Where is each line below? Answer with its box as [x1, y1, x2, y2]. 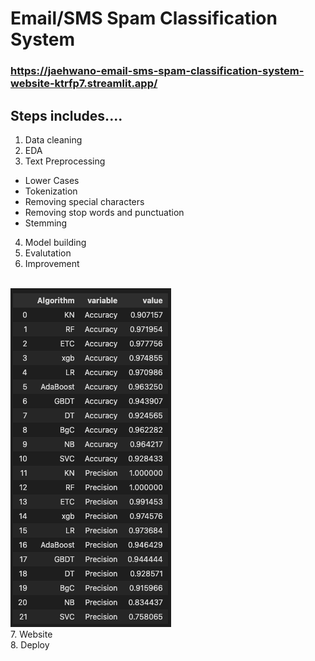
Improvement [24, 257, 80, 269]
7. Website [10, 628, 53, 640]
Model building [24, 236, 87, 248]
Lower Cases [24, 174, 80, 186]
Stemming [24, 217, 68, 229]
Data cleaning [24, 133, 83, 146]
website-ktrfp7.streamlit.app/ [10, 77, 158, 91]
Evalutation [24, 247, 72, 259]
